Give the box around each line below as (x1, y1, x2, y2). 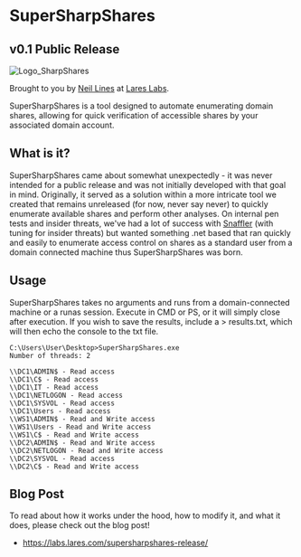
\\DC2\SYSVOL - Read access (9, 454, 116, 463)
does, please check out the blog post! (9, 520, 151, 531)
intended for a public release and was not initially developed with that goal (9, 179, 287, 190)
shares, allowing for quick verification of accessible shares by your (9, 110, 259, 120)
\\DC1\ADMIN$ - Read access (9, 367, 116, 376)
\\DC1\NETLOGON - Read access (9, 391, 124, 400)
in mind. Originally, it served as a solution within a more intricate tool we (9, 189, 277, 200)
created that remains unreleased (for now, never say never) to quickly (9, 198, 268, 209)
